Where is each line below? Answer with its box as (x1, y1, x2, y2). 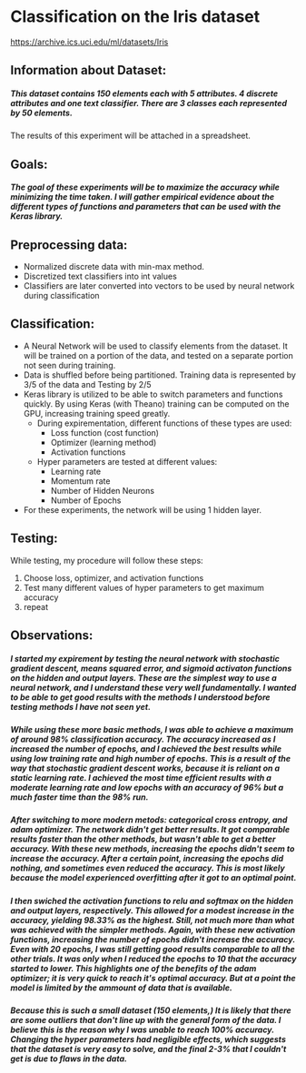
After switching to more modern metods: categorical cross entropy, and (10, 814, 288, 825)
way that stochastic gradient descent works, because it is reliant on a (10, 763, 281, 773)
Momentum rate (50, 475, 111, 487)
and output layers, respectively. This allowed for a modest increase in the (10, 905, 295, 916)
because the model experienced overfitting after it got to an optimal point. (10, 872, 297, 883)
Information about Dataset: (10, 63, 167, 78)
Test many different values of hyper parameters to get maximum (23, 582, 264, 593)
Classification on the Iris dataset (10, 6, 261, 27)
